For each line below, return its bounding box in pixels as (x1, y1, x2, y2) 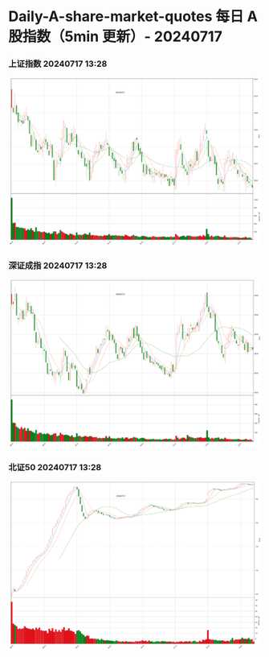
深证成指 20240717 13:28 (8, 259, 108, 271)
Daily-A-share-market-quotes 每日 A (8, 7, 259, 26)
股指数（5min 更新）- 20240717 (8, 27, 222, 46)
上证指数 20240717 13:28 (8, 58, 108, 69)
